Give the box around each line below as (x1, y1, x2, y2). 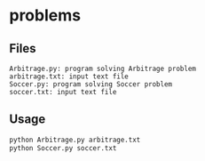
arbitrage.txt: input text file (9, 72, 129, 81)
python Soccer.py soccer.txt (9, 143, 117, 152)
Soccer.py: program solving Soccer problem (9, 80, 173, 89)
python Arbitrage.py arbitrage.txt (9, 135, 141, 144)
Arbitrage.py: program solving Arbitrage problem (9, 64, 197, 73)
